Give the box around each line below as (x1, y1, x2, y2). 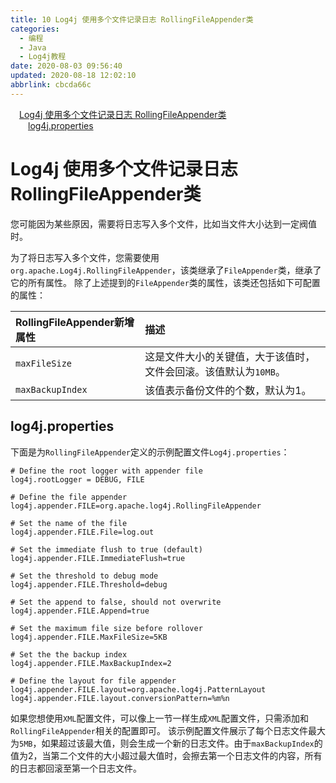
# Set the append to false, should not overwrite (10, 597, 222, 607)
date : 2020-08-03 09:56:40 (10, 61, 123, 71)
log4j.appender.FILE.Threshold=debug (10, 579, 168, 590)
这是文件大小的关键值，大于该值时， (144, 349, 316, 363)
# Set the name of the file (10, 518, 128, 528)
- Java (19, 42, 47, 53)
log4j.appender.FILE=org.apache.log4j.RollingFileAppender (10, 501, 262, 511)
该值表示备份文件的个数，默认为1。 (144, 383, 312, 397)
